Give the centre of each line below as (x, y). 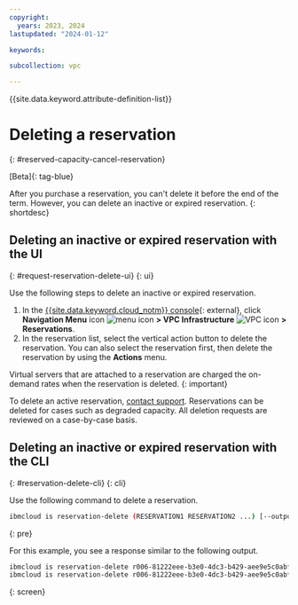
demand (24, 383)
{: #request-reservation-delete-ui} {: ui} (82, 275)
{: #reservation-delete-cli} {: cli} (68, 483)
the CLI (29, 462)
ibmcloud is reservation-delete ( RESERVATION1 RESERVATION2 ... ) (132, 516)
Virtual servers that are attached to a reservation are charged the (128, 374)
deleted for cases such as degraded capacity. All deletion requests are (138, 410)
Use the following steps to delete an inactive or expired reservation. (133, 293)
